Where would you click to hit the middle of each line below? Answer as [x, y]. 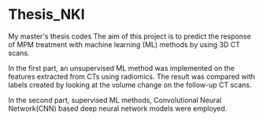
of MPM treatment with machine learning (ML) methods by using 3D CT [124, 44]
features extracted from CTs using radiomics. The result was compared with [132, 76]
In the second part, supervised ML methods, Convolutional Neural [115, 100]
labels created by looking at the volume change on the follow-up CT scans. [130, 85]
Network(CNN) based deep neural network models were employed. [118, 108]
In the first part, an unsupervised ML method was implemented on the [121, 68]
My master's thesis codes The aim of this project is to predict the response [130, 36]
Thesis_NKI [46, 15]
